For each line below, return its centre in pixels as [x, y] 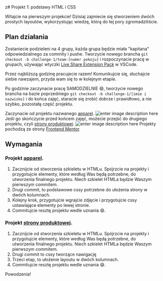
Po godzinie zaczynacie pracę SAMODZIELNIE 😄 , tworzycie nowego [74, 88]
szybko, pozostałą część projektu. [39, 104]
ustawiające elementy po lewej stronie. [51, 205]
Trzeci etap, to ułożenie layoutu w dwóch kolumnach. [65, 259]
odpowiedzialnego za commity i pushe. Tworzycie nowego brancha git [77, 54]
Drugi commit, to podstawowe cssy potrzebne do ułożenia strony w [80, 189]
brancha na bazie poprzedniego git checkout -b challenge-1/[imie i [76, 93]
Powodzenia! [18, 274]
